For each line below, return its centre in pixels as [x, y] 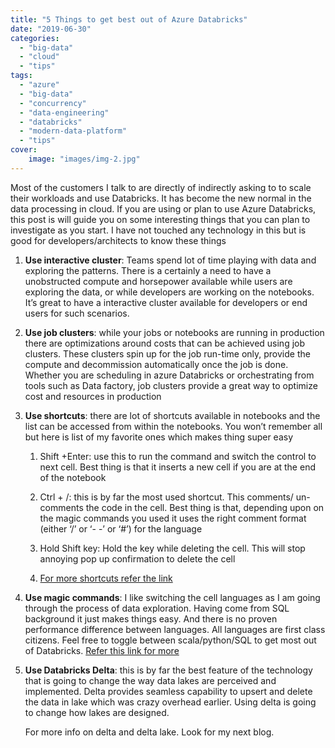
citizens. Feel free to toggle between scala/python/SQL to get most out [170, 640]
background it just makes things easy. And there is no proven [151, 618]
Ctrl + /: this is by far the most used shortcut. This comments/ [166, 497]
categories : [35, 38]
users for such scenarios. [77, 313]
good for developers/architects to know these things [118, 240]
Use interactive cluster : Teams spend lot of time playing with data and [170, 260]
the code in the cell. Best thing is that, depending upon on [205, 507]
